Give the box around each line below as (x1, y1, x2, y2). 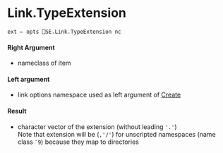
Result (7, 106, 27, 115)
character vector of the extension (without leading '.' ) (17, 122, 178, 131)
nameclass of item (17, 59, 72, 68)
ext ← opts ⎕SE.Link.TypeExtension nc (7, 28, 121, 35)
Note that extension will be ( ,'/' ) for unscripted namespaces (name (17, 130, 217, 138)
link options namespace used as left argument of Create (17, 90, 181, 99)
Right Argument (7, 43, 55, 51)
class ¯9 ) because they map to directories (17, 137, 139, 146)
